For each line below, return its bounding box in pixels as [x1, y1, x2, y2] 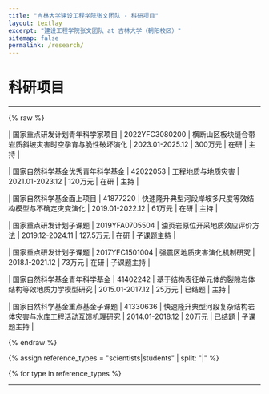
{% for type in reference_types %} [8, 369, 122, 379]
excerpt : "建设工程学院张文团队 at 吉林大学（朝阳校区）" [8, 26, 182, 34]
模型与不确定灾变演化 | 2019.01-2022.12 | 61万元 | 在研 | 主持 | [14, 203, 219, 213]
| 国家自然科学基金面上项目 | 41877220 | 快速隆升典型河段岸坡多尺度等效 [8, 194, 247, 203]
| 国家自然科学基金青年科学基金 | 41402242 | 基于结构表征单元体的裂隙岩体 [8, 275, 255, 284]
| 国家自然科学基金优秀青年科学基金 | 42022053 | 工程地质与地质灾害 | [8, 167, 240, 176]
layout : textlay [8, 19, 62, 27]
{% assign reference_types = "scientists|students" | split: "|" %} [8, 353, 219, 363]
